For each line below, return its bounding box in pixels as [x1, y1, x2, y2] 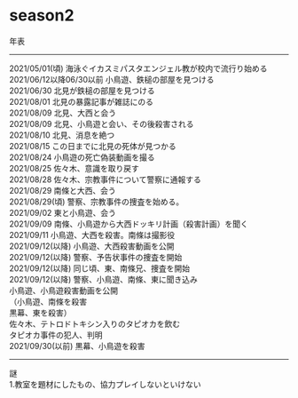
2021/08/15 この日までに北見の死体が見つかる [9, 140, 177, 151]
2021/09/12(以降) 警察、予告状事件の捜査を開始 [9, 251, 183, 262]
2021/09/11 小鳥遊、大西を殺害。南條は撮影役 [9, 229, 176, 240]
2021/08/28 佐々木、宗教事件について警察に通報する [9, 174, 201, 185]
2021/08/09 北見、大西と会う [9, 107, 117, 118]
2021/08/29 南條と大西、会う [9, 185, 117, 195]
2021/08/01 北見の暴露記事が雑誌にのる [9, 96, 153, 107]
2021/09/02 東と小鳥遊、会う [9, 207, 117, 218]
